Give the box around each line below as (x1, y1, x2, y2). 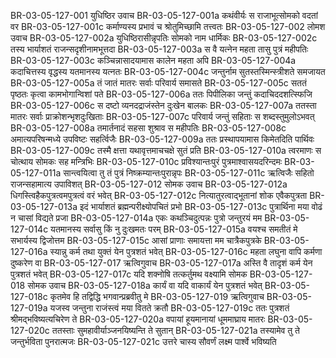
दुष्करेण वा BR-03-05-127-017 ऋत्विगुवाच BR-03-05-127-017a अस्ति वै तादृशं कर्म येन (10, 257, 313, 269)
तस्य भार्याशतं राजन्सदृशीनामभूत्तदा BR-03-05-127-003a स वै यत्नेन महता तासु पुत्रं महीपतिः (10, 43, 309, 55)
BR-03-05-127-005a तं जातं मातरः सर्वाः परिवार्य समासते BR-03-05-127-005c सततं (10, 77, 307, 89)
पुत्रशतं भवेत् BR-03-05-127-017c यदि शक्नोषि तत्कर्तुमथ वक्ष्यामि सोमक (10, 268, 248, 280)
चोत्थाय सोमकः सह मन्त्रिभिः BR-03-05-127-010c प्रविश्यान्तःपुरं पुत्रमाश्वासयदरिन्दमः (10, 156, 283, 167)
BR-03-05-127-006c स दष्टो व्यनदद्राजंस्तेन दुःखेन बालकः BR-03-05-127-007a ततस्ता (10, 100, 317, 111)
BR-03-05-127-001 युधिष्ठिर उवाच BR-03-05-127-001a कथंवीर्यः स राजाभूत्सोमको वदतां (10, 10, 318, 21)
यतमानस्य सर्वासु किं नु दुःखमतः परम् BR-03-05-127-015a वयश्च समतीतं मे (50, 223, 298, 235)
